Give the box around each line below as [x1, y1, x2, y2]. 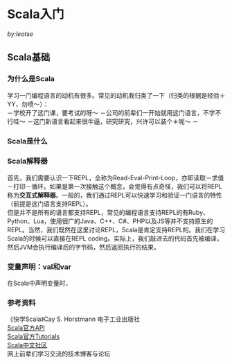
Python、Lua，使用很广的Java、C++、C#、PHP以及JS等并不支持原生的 [7, 216, 213, 225]
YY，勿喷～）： [7, 100, 50, 108]
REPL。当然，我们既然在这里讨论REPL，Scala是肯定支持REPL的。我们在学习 [7, 225, 226, 234]
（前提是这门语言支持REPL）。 [7, 199, 92, 208]
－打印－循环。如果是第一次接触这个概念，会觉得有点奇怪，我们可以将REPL [7, 182, 223, 191]
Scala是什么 [7, 136, 48, 146]
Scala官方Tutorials [7, 332, 60, 340]
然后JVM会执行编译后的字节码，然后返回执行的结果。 [7, 243, 161, 251]
